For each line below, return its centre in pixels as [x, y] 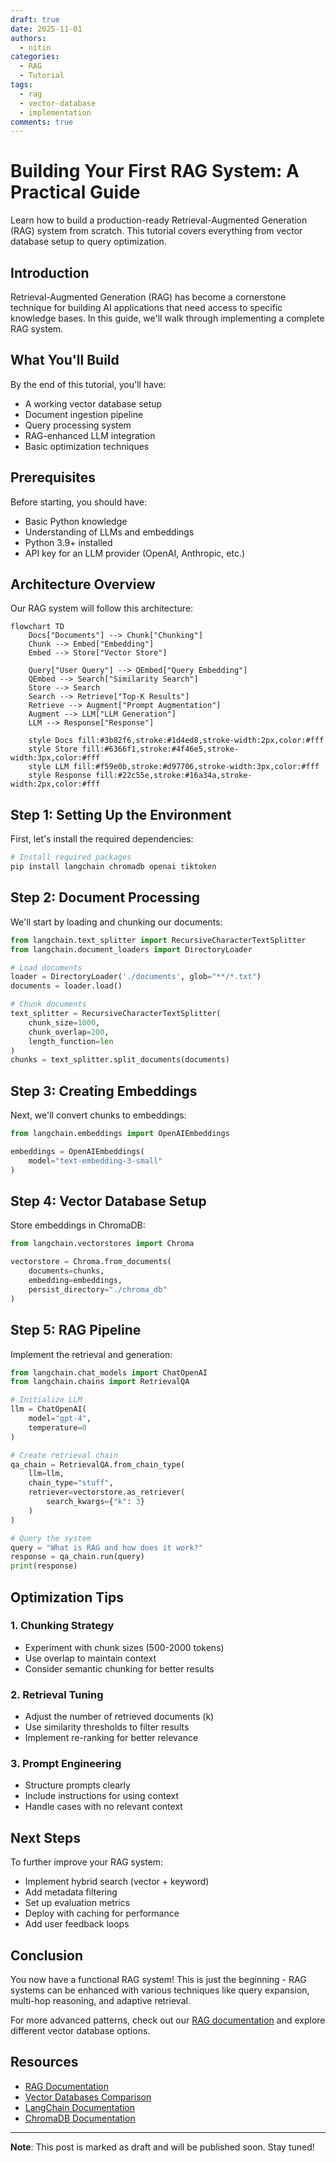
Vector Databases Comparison [88, 2097]
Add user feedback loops [77, 1924]
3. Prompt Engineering [66, 1764]
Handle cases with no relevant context [103, 1807]
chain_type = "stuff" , [71, 1483]
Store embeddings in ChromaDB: [78, 1225]
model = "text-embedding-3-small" [95, 1161]
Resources [44, 2062]
